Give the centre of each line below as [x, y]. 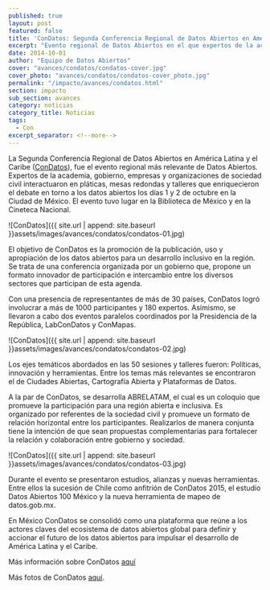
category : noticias [41, 105]
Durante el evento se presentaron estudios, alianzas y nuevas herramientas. [134, 479]
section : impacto [37, 90]
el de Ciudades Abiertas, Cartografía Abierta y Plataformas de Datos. [123, 381]
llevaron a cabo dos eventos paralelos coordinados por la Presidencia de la [133, 316]
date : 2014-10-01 [37, 53]
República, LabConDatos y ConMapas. [72, 324]
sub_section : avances [45, 98]
